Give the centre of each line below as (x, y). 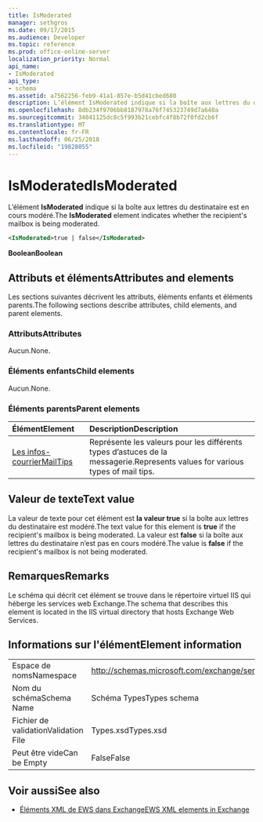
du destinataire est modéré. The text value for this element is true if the (122, 526)
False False (111, 758)
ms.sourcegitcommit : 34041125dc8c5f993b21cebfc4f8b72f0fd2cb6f (113, 118)
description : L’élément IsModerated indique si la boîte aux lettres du (129, 103)
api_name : (24, 67)
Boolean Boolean (36, 253)
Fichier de (31, 721)
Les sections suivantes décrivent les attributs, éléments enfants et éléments (130, 296)
